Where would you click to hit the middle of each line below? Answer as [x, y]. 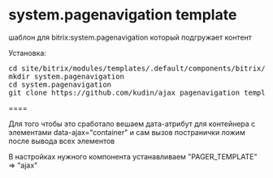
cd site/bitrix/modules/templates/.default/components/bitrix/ [137, 68]
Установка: [28, 53]
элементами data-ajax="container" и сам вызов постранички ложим [127, 132]
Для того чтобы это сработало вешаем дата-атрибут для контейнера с [132, 124]
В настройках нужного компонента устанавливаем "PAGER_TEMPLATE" [133, 156]
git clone [28, 92]
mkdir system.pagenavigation [66, 76]
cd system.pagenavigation [60, 84]
